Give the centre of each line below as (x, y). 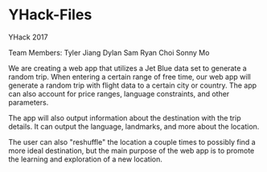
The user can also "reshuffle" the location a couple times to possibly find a (132, 141)
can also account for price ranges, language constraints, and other (119, 93)
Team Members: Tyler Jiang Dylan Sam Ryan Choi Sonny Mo (109, 52)
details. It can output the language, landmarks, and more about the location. (134, 126)
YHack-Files (50, 15)
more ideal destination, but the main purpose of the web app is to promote (131, 150)
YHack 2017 (28, 37)
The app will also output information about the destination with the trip (125, 117)
